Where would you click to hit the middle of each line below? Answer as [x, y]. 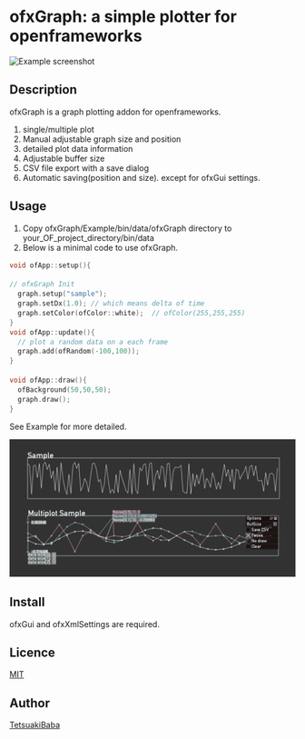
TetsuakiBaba [35, 725]
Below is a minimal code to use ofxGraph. [100, 247]
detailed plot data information [78, 148]
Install [27, 602]
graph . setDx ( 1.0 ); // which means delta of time [111, 304]
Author [30, 703]
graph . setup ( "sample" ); [62, 294]
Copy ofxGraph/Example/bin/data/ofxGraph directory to [127, 228]
